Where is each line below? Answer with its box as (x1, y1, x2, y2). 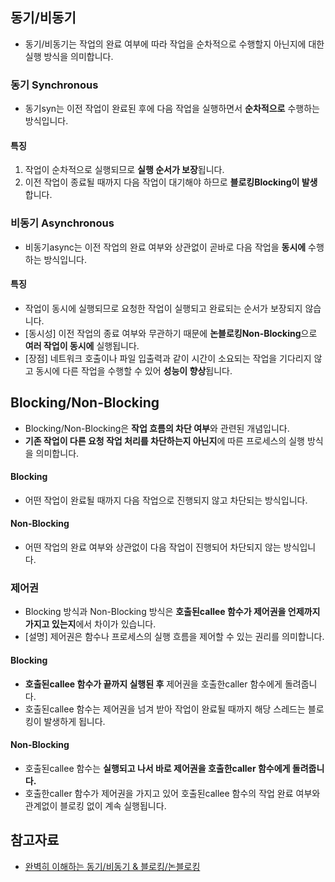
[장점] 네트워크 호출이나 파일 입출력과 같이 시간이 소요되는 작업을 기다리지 (24, 352, 312, 364)
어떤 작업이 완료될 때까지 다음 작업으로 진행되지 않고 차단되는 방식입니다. (24, 494, 308, 506)
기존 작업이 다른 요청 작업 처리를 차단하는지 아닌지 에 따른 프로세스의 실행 (24, 434, 305, 447)
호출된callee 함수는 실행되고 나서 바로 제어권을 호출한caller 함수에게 (24, 762, 291, 774)
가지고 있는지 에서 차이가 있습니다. (24, 618, 157, 630)
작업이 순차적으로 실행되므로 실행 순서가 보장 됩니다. (24, 164, 225, 176)
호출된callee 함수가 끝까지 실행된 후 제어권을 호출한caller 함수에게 (24, 678, 283, 690)
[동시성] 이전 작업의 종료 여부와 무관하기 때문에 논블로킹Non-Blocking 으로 (24, 327, 318, 339)
